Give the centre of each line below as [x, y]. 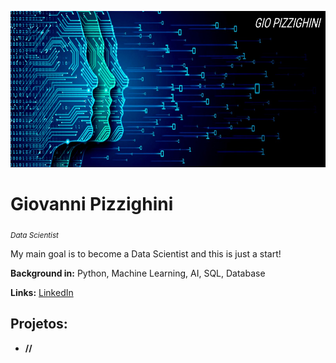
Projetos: [39, 324]
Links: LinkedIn [42, 292]
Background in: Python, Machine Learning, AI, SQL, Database [138, 273]
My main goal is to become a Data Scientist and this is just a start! [146, 253]
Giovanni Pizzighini [92, 204]
